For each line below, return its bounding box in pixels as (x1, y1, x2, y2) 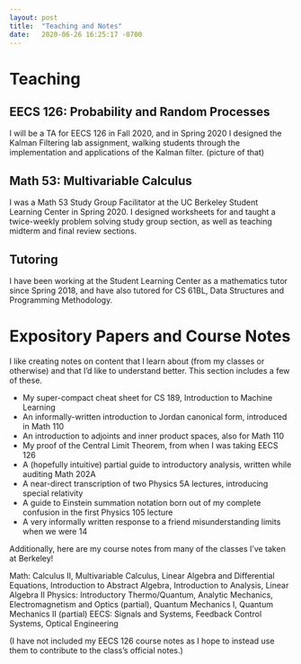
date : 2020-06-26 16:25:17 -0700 (9, 30, 143, 39)
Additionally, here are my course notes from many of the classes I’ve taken (9, 543, 286, 553)
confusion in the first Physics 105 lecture (22, 507, 173, 518)
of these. (9, 375, 43, 385)
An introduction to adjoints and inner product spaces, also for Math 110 (22, 430, 285, 441)
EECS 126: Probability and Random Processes (9, 104, 270, 120)
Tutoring (9, 252, 58, 267)
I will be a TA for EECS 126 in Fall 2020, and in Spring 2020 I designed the (9, 128, 282, 139)
